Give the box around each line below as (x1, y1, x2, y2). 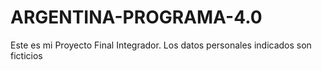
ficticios (10, 49, 43, 61)
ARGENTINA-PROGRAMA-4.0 (10, 6, 263, 29)
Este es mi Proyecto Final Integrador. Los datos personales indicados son (10, 39, 312, 51)
